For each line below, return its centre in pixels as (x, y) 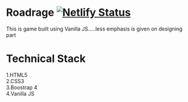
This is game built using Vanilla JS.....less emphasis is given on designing (94, 29)
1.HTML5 (17, 75)
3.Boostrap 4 (22, 87)
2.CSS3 (15, 81)
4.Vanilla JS (20, 93)
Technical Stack (46, 59)
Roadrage (30, 13)
